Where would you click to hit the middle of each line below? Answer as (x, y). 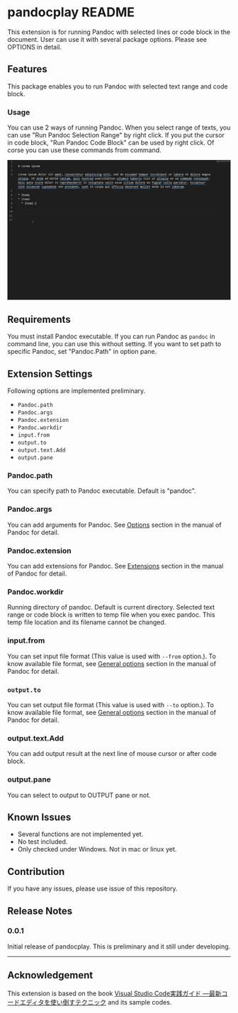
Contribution (36, 871)
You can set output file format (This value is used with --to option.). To (111, 704)
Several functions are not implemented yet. (80, 834)
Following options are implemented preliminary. (76, 391)
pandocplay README (71, 12)
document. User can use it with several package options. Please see (107, 39)
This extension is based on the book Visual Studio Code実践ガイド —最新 (114, 993)
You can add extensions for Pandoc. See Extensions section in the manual (115, 566)
